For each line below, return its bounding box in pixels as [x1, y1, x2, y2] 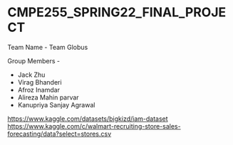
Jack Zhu [17, 70, 46, 79]
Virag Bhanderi [17, 77, 62, 86]
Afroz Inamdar [17, 85, 61, 94]
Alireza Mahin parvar [17, 93, 80, 102]
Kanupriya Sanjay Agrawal [17, 100, 95, 109]
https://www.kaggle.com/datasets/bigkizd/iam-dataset [7, 114, 169, 123]
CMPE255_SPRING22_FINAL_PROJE [7, 4, 227, 21]
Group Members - [7, 56, 61, 65]
